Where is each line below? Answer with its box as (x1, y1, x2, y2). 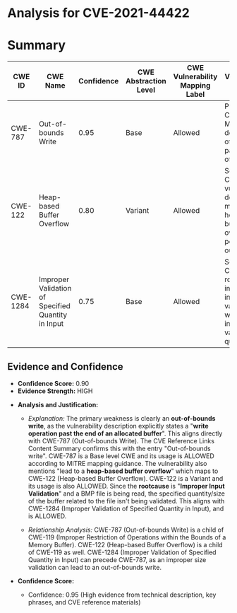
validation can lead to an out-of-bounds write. (28, 563, 162, 571)
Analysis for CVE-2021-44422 (7, 5, 190, 21)
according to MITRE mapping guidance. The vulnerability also (28, 459, 207, 467)
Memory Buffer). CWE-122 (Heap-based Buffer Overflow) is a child (28, 540, 224, 549)
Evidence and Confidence (7, 361, 123, 373)
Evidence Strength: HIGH (17, 387, 93, 395)
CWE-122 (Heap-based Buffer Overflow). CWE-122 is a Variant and (28, 474, 224, 482)
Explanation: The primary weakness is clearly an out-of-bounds (28, 414, 216, 422)
